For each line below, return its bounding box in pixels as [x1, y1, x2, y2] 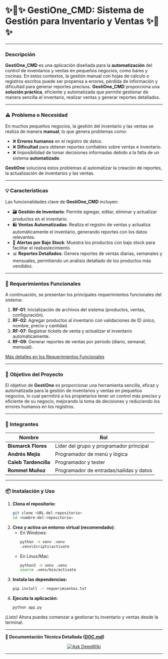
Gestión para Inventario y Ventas [5, 16, 144, 27]
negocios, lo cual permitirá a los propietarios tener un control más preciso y [5, 393, 161, 399]
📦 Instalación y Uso [5, 487, 55, 494]
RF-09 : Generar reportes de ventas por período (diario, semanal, [12, 339, 146, 345]
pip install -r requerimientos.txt [12, 586, 87, 591]
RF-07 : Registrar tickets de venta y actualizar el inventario [12, 328, 132, 334]
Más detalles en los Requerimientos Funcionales [5, 354, 105, 360]
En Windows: [19, 530, 47, 536]
